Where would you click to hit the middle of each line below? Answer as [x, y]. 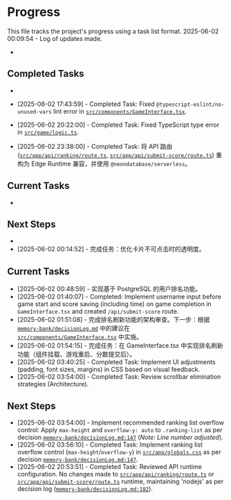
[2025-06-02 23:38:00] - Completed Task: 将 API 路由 [95, 146]
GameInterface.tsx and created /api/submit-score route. [98, 312]
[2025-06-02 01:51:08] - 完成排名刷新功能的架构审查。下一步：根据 [113, 320]
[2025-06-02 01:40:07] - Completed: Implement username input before [119, 297]
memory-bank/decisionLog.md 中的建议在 [73, 328]
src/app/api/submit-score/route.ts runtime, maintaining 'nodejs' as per [120, 481]
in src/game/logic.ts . [48, 132]
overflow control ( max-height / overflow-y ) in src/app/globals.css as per [119, 452]
